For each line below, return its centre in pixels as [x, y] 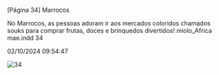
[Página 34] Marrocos [38, 10]
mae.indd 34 [25, 38]
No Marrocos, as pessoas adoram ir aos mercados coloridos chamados [109, 23]
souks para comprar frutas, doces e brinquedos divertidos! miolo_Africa [109, 31]
